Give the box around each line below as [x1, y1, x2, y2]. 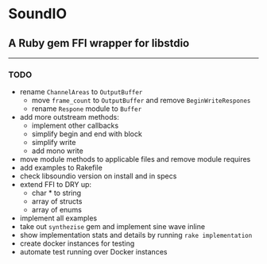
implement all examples [19, 213, 98, 223]
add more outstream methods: [19, 113, 119, 122]
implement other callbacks [31, 121, 119, 131]
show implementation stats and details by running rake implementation [19, 231, 253, 240]
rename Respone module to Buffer [31, 104, 142, 113]
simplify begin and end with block [31, 129, 143, 139]
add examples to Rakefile [19, 163, 103, 173]
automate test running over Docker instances [19, 247, 168, 257]
